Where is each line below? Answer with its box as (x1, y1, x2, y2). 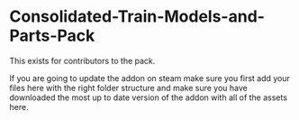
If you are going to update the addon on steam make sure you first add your (9, 72, 291, 83)
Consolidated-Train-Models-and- (9, 6, 266, 27)
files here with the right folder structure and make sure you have (9, 82, 248, 93)
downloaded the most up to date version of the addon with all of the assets (9, 92, 288, 103)
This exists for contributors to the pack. (9, 55, 156, 66)
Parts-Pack (9, 25, 95, 46)
